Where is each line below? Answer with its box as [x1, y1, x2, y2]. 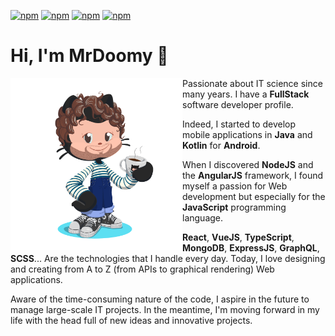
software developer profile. [182, 98, 294, 110]
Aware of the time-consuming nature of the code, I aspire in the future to [10, 293, 310, 305]
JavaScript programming [182, 201, 287, 213]
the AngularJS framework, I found [182, 169, 324, 181]
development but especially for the [182, 190, 326, 202]
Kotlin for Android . [182, 139, 261, 151]
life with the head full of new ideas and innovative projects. [10, 314, 253, 326]
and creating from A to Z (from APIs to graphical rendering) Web [10, 263, 275, 275]
